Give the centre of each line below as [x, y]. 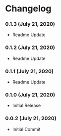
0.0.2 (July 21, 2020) [31, 118]
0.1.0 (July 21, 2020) [30, 95]
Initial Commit [26, 129]
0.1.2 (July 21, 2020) [30, 47]
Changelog [28, 9]
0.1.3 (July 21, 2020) [30, 24]
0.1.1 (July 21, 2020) [29, 71]
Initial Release [27, 106]
